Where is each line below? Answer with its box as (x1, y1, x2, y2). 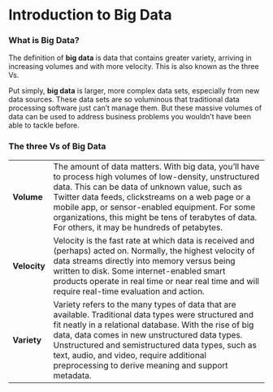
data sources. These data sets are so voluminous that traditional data (8, 95, 240, 105)
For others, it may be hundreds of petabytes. (53, 222, 223, 233)
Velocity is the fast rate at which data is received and (53, 235, 255, 246)
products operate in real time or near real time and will (53, 275, 260, 286)
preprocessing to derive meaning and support (53, 360, 229, 371)
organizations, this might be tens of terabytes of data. (53, 211, 258, 222)
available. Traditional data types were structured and (53, 308, 254, 320)
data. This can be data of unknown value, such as (53, 181, 242, 192)
